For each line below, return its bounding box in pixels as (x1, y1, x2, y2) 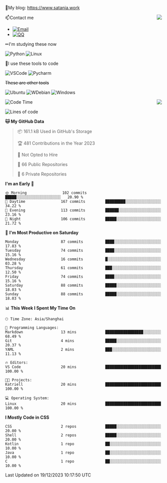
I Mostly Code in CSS (5, 414, 50, 420)
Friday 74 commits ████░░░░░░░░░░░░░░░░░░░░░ (5, 274, 162, 279)
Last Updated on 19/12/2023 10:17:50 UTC (5, 472, 91, 478)
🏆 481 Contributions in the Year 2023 (17, 140, 95, 146)
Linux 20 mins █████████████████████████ (5, 401, 162, 406)
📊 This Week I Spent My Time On (5, 305, 76, 311)
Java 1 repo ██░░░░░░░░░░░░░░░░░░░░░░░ (5, 450, 162, 455)
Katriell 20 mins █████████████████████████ (5, 382, 162, 387)
